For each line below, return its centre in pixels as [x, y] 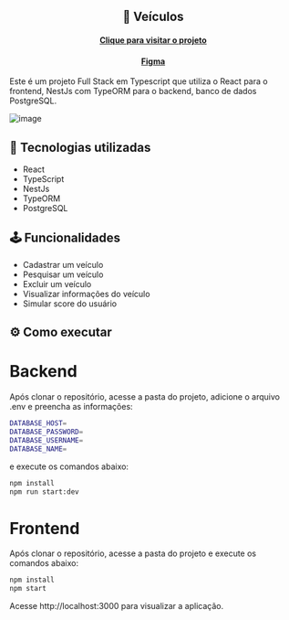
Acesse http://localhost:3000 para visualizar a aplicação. [117, 606]
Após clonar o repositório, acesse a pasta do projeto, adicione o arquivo [145, 397]
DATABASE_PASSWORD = [46, 432]
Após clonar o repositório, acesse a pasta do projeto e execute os [133, 553]
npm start [28, 589]
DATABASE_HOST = [38, 423]
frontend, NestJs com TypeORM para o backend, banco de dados [133, 91]
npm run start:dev [44, 492]
